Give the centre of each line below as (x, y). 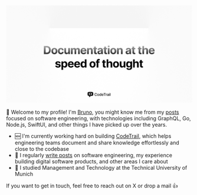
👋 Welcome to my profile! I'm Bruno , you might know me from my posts (93, 112)
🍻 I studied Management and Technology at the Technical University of (101, 168)
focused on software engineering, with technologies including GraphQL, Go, (98, 118)
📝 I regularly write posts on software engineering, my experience (93, 156)
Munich (24, 174)
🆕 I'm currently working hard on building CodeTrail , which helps (93, 136)
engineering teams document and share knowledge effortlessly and (97, 143)
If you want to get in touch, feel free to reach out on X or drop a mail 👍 (92, 186)
